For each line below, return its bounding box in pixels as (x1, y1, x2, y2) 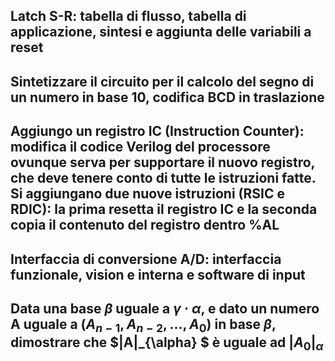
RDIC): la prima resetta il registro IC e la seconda (10, 201, 318, 218)
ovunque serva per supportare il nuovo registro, (10, 154, 315, 171)
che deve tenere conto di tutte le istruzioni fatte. (10, 170, 317, 187)
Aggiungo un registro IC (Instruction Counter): (10, 123, 305, 140)
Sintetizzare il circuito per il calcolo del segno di (10, 73, 315, 90)
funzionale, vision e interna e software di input (10, 266, 306, 283)
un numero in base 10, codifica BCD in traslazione (10, 89, 325, 106)
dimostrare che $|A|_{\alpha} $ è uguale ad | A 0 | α (10, 334, 324, 354)
